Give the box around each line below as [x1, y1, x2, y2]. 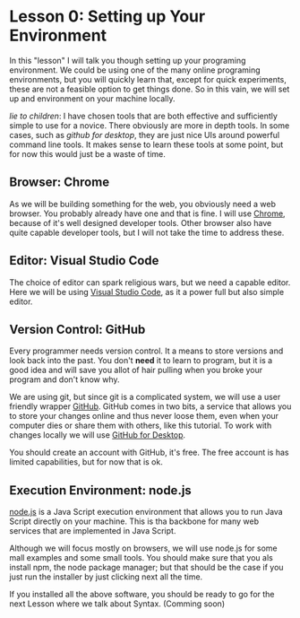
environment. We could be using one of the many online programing [9, 65, 261, 75]
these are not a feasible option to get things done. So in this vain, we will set [9, 83, 290, 94]
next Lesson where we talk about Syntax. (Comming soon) [9, 598, 226, 609]
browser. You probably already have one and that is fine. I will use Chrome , [9, 208, 286, 219]
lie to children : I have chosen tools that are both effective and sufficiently [9, 110, 278, 121]
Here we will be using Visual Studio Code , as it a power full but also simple [9, 286, 285, 297]
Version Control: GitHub [9, 321, 146, 337]
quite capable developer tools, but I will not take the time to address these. [9, 227, 285, 238]
